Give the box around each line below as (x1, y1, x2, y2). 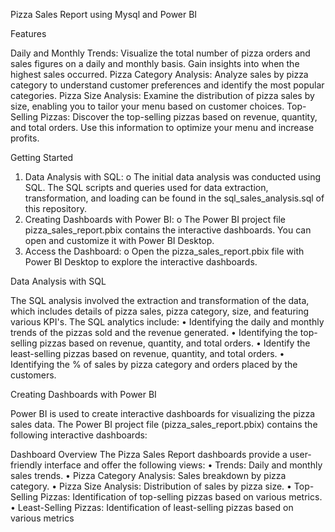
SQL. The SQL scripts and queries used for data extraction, (24, 182, 269, 193)
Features (10, 28, 47, 39)
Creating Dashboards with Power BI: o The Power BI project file (24, 214, 287, 225)
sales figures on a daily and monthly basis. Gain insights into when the (10, 58, 300, 69)
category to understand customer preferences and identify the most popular (10, 79, 325, 91)
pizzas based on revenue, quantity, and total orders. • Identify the (39, 337, 311, 349)
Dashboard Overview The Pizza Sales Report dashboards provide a (10, 449, 288, 460)
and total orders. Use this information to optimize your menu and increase (10, 122, 315, 133)
